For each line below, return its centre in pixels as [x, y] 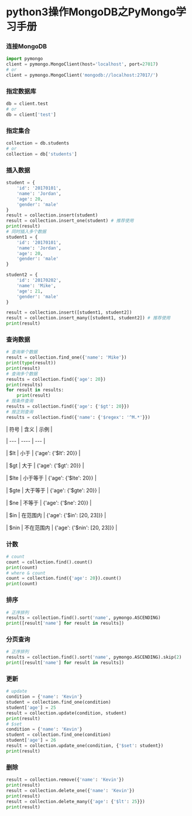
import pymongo [25, 59]
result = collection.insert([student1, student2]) [69, 313]
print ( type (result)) [31, 363]
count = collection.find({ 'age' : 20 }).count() [64, 579]
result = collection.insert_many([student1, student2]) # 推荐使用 [88, 318]
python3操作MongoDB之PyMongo [91, 12]
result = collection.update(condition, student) [66, 713]
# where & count [26, 573]
